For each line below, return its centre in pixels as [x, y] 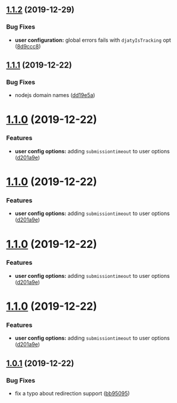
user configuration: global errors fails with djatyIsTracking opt [93, 40]
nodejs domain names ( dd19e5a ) [55, 95]
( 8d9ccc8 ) [28, 46]
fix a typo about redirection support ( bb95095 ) [72, 393]
